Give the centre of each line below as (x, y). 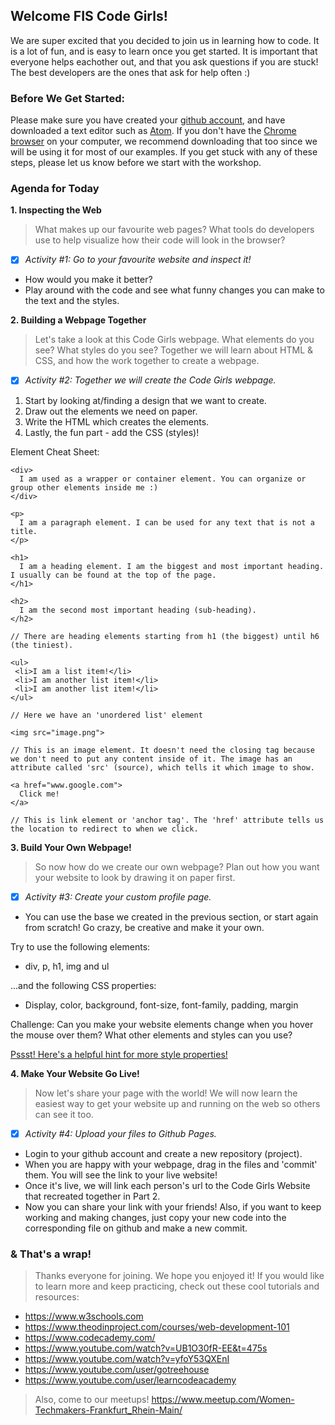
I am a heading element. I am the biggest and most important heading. (172, 566)
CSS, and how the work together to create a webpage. (147, 361)
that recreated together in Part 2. (92, 1196)
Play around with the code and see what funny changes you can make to (174, 290)
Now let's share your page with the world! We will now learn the (166, 1093)
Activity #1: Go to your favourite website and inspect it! (138, 260)
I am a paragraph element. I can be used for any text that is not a (167, 522)
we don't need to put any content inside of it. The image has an (151, 759)
